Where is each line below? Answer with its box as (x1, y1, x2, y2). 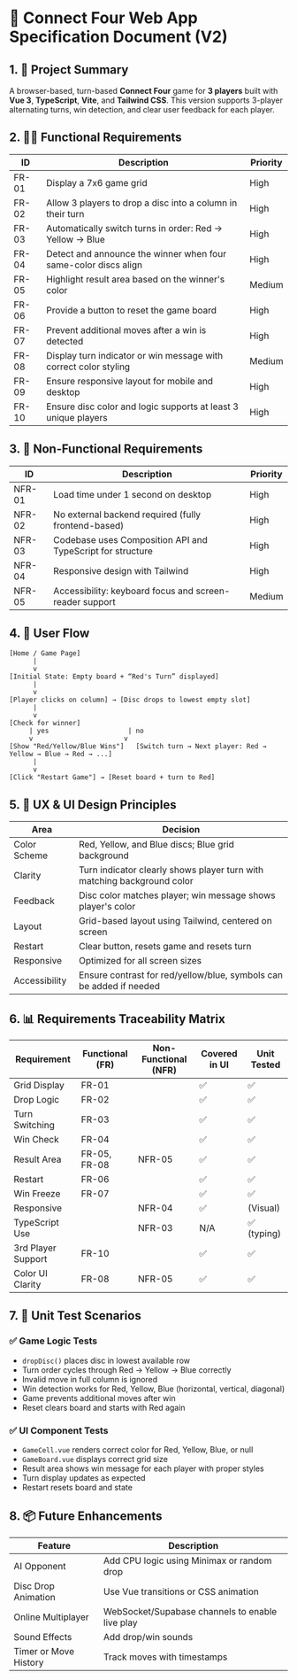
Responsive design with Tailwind (52, 564, 189, 577)
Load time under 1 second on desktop (52, 488, 212, 500)
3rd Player (13, 1242, 57, 1254)
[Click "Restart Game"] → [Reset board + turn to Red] (9, 773, 216, 782)
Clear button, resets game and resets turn (78, 941, 252, 953)
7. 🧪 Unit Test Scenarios (9, 1308, 141, 1323)
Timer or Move (13, 1645, 75, 1657)
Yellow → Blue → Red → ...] (9, 750, 113, 759)
